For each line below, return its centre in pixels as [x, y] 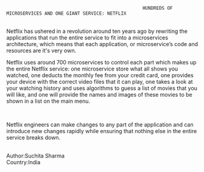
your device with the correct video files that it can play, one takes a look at [100, 82]
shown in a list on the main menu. [48, 101]
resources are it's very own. [41, 50]
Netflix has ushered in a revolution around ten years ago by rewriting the [97, 31]
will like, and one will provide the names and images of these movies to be [100, 95]
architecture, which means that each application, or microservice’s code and [102, 44]
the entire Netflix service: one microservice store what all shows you [92, 69]
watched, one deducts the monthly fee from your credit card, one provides [100, 75]
